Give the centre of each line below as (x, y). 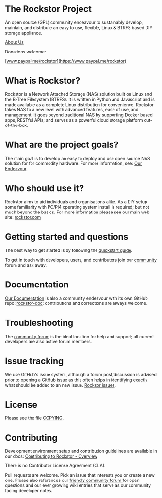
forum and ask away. (26, 265)
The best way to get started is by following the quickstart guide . (69, 250)
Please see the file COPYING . (34, 418)
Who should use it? (44, 188)
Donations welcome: (25, 52)
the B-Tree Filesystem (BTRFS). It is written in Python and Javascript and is (80, 99)
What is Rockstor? (43, 81)
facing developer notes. (29, 491)
